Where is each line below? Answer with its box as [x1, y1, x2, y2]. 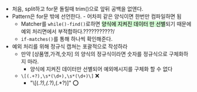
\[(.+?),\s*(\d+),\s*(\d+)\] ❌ [20, 72, 100, 79]
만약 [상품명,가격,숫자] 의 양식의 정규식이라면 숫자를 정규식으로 [20, 51, 168, 57]
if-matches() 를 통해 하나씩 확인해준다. [20, 35, 113, 42]
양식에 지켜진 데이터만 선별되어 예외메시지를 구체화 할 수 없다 [29, 66, 173, 72]
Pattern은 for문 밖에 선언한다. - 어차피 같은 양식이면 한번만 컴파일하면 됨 [11, 13, 182, 20]
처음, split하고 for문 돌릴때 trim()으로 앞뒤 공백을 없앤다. [11, 5, 144, 12]
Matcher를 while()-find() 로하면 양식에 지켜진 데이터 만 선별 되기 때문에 [20, 20, 192, 27]
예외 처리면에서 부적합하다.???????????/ [20, 28, 115, 35]
